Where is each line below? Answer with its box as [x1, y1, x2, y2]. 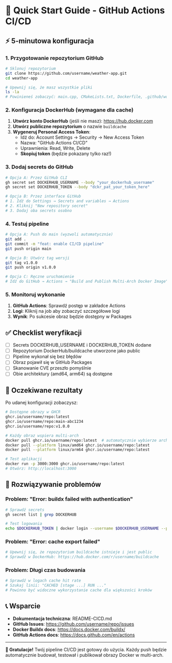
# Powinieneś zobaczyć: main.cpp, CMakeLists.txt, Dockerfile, [5, 94, 143, 99]
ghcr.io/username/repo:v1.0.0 [5, 423, 70, 429]
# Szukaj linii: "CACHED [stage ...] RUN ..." [5, 583, 106, 588]
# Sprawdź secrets [5, 507, 45, 512]
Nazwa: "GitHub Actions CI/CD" [20, 140, 88, 146]
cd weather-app [5, 75, 38, 81]
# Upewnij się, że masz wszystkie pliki [5, 84, 93, 90]
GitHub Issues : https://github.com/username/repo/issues [12, 621, 135, 627]
